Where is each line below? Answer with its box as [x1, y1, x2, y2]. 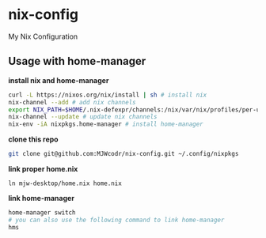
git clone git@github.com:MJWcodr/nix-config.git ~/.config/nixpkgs [8, 150, 239, 158]
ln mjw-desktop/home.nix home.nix [8, 179, 123, 187]
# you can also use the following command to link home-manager [8, 216, 225, 224]
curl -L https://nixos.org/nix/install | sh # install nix [8, 91, 207, 99]
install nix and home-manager [8, 75, 109, 85]
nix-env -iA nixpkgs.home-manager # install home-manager [8, 120, 203, 128]
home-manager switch [8, 209, 77, 217]
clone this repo [8, 134, 59, 144]
